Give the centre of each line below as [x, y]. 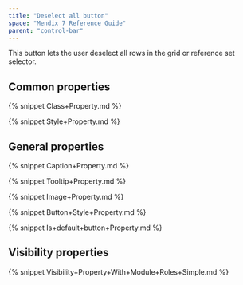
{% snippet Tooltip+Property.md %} [67, 181]
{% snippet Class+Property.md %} [65, 106]
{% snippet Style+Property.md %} [65, 121]
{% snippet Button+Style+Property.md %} [77, 212]
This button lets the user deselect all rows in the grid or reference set [121, 53]
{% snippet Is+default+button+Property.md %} [85, 228]
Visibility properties [59, 253]
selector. [23, 61]
